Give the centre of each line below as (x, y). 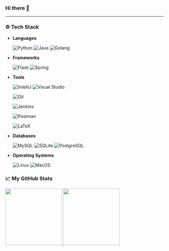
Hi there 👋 (18, 8)
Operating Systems (33, 155)
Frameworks (26, 57)
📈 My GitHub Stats (29, 178)
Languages (24, 38)
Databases (24, 136)
